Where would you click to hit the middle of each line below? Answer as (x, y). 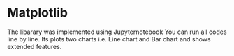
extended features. (35, 46)
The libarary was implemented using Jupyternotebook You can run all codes (117, 32)
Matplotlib (38, 13)
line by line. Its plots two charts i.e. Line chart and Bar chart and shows (109, 39)
